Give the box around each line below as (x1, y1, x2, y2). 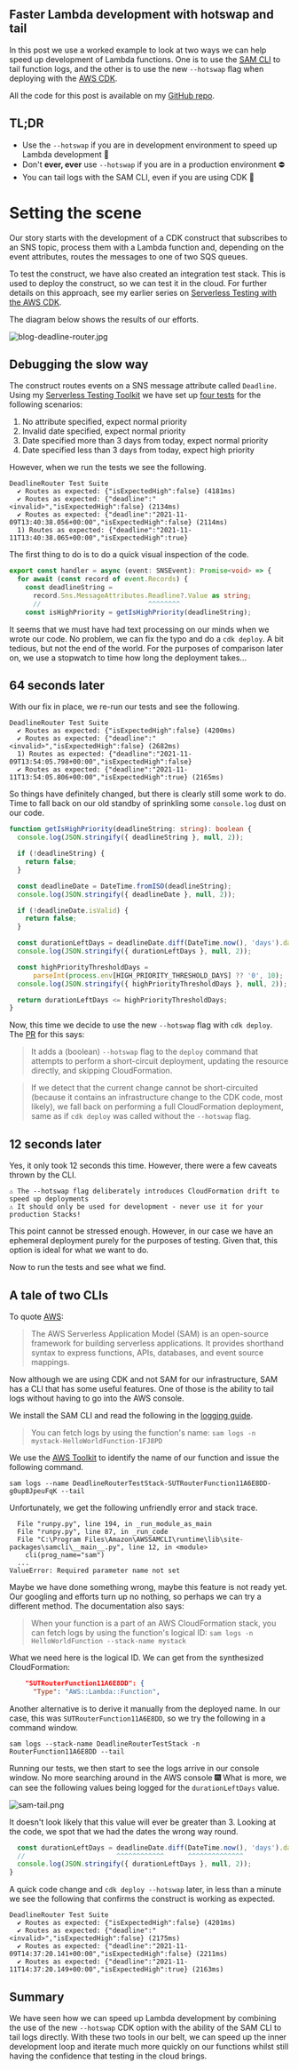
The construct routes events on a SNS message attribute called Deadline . (9, 380, 278, 391)
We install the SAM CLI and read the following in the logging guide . (9, 1410, 254, 1420)
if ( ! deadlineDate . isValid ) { (17, 906, 129, 915)
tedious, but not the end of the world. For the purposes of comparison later (9, 643, 284, 653)
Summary (9, 1989, 65, 2004)
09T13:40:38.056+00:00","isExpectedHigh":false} (9, 518, 192, 527)
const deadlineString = (25, 583, 114, 592)
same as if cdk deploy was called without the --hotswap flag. (30, 1111, 252, 1122)
